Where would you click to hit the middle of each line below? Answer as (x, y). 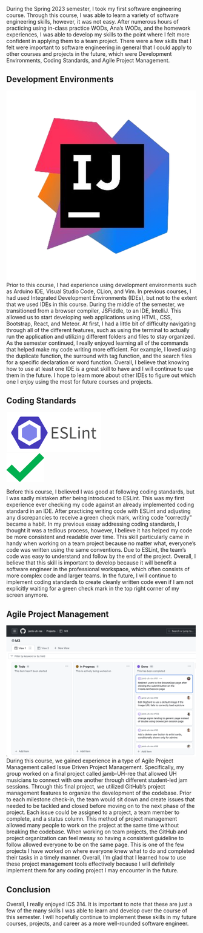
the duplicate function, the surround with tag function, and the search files (99, 356)
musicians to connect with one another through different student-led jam (97, 780)
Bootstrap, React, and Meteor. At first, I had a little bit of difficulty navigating (101, 324)
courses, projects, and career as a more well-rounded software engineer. (98, 924)
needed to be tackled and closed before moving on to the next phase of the (101, 806)
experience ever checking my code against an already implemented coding (100, 505)
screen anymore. (27, 595)
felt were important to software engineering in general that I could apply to (99, 47)
